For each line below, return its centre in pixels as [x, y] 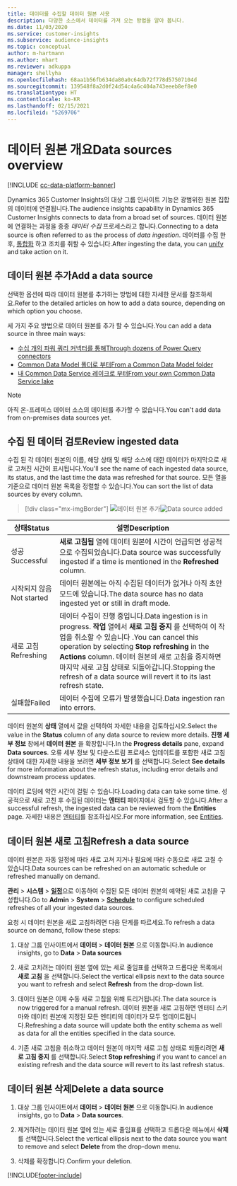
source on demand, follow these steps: [64, 931]
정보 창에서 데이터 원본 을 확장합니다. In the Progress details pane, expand [119, 744]
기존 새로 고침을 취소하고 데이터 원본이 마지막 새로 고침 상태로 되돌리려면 [117, 1048]
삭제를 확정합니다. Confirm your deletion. [75, 1161]
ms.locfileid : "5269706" [44, 113]
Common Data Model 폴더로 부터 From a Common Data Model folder [115, 364]
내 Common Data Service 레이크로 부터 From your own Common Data [116, 373]
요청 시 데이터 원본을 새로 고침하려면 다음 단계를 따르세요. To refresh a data [111, 922]
